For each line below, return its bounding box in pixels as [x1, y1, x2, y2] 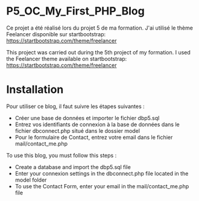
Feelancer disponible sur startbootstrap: [6, 30, 106, 37]
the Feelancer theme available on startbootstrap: [6, 55, 127, 62]
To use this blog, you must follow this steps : [6, 152, 117, 159]
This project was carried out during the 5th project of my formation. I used [6, 48, 191, 56]
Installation [6, 83, 64, 97]
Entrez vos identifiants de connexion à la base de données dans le [14, 121, 180, 128]
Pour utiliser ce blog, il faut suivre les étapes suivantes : [6, 103, 145, 110]
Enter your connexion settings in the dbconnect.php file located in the [14, 170, 189, 177]
